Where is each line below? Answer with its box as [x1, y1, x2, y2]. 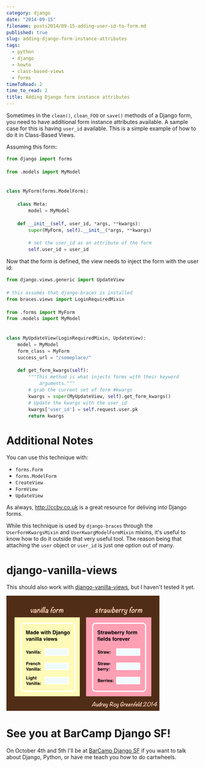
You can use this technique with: [6, 454, 89, 461]
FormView [15, 486, 38, 493]
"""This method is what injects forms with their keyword [28, 374, 179, 380]
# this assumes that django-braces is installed [6, 289, 133, 296]
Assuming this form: [6, 143, 57, 150]
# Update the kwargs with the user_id [28, 400, 127, 406]
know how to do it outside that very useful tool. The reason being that [6, 535, 182, 543]
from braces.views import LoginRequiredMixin [6, 296, 124, 302]
